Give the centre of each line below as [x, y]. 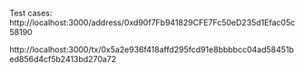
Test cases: [31, 13]
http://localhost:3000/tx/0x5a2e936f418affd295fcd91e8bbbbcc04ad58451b [152, 49]
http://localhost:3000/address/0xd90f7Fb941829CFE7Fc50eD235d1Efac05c [152, 22]
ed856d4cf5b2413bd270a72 [63, 59]
